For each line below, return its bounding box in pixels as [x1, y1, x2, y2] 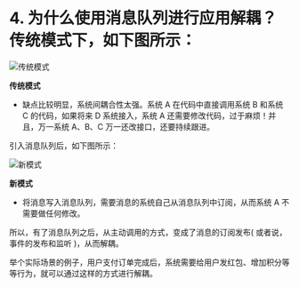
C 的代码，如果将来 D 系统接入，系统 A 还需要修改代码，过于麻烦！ [21, 110, 269, 121]
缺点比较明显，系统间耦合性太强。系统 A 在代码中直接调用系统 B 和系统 [21, 99, 284, 109]
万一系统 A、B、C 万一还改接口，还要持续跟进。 [37, 121, 215, 132]
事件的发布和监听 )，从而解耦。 [9, 237, 125, 249]
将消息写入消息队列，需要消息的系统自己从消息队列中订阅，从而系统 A [21, 196, 280, 207]
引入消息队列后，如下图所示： [9, 140, 118, 151]
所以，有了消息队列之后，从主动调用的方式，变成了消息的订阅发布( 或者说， [9, 227, 287, 237]
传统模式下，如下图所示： [9, 30, 198, 51]
